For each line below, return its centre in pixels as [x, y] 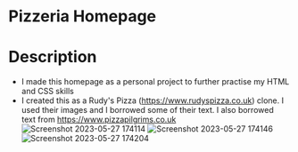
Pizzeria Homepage [83, 16]
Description [53, 57]
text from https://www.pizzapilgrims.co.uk [99, 120]
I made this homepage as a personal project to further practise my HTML [155, 82]
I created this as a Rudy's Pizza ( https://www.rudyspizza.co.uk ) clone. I [153, 100]
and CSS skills [48, 92]
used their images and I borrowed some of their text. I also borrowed [147, 110]
